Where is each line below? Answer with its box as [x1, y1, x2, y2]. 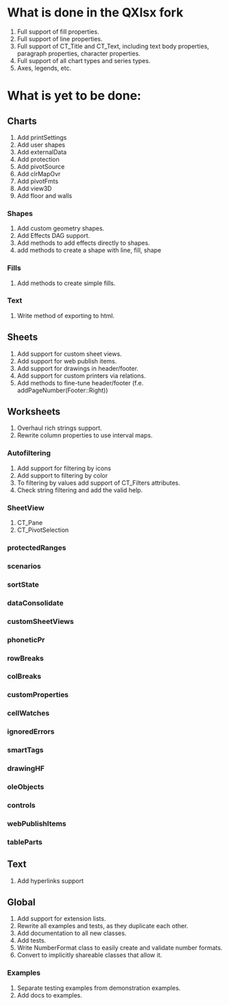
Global [7, 896, 36, 908]
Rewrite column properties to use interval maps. [16, 431, 153, 439]
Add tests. [16, 936, 47, 945]
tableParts [7, 837, 43, 847]
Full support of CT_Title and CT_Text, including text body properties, [16, 42, 209, 50]
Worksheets [7, 406, 60, 417]
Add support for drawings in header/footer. [16, 364, 139, 372]
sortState [7, 579, 40, 589]
